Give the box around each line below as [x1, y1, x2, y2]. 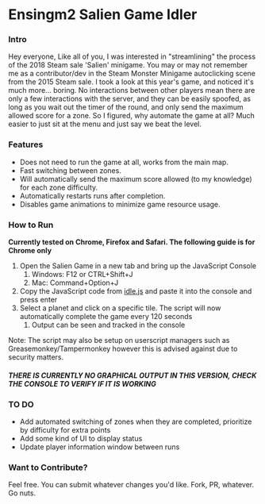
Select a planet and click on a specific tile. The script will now [19, 303, 221, 313]
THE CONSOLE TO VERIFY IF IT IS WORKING [8, 379, 157, 388]
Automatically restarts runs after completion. [19, 190, 166, 200]
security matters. [8, 352, 64, 362]
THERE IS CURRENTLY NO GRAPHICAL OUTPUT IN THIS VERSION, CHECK [8, 371, 257, 380]
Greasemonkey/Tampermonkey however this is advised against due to [8, 344, 238, 354]
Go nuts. [8, 488, 36, 498]
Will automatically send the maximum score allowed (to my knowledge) [19, 174, 252, 183]
